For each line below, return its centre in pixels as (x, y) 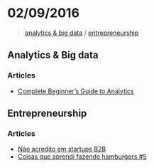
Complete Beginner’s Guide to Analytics (76, 91)
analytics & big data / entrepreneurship (82, 33)
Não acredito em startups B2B (62, 149)
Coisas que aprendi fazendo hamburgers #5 (82, 157)
